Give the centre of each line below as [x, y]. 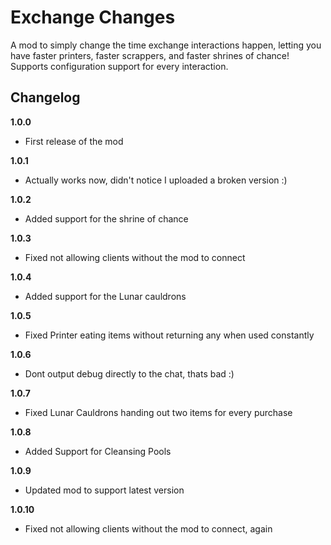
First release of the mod [74, 141]
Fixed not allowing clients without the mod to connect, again [148, 528]
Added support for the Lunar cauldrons [105, 296]
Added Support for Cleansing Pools [98, 451]
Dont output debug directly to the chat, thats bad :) [129, 373]
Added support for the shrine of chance [106, 218]
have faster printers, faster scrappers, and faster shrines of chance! [150, 55]
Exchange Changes [93, 17]
